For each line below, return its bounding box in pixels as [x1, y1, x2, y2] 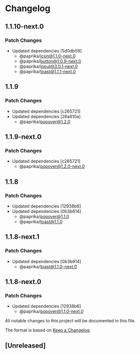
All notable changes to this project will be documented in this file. [5, 318, 136, 324]
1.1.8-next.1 [5, 233, 40, 241]
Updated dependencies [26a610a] [12, 113, 81, 119]
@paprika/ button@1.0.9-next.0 [19, 58, 81, 64]
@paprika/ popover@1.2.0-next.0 [19, 163, 85, 169]
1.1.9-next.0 [5, 132, 42, 141]
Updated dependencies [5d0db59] [12, 48, 82, 53]
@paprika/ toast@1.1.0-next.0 [19, 264, 77, 269]
